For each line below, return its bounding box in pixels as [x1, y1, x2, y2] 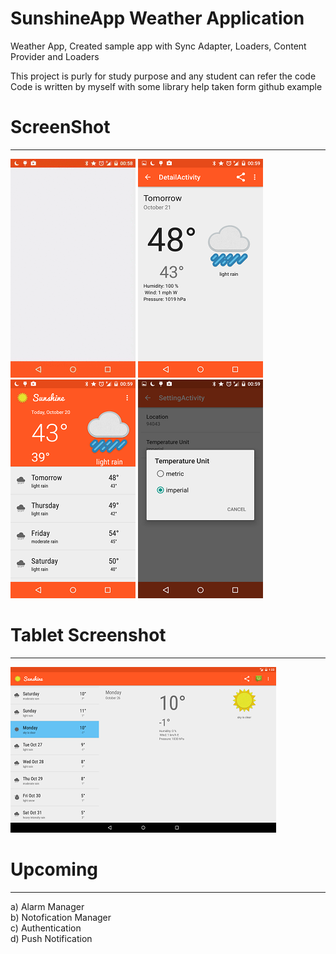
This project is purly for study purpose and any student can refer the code [10, 70, 317, 82]
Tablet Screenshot [10, 624, 167, 647]
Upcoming [10, 858, 99, 881]
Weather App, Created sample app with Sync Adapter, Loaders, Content [10, 40, 307, 52]
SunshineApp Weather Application [10, 7, 305, 30]
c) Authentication [10, 922, 82, 934]
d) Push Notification [10, 932, 93, 944]
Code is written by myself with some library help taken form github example [10, 80, 323, 92]
